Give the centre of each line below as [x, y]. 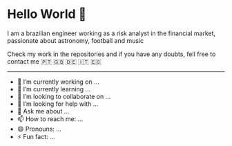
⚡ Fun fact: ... [36, 136]
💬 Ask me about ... [43, 111]
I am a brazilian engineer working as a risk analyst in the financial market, [112, 33]
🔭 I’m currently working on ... [58, 82]
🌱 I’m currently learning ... [54, 89]
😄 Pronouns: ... [39, 129]
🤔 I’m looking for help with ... [58, 104]
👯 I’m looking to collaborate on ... [64, 96]
